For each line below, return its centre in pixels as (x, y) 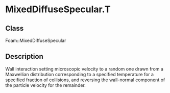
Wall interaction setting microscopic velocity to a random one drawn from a (84, 69)
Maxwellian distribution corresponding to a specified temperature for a (80, 74)
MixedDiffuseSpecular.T (58, 9)
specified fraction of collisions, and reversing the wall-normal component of (85, 80)
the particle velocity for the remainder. (45, 85)
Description (24, 56)
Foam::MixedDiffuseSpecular (36, 40)
